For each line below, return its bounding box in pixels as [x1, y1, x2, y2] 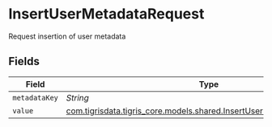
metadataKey [12, 93, 59, 102]
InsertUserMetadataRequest [8, 5, 205, 23]
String [66, 92, 89, 103]
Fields [8, 55, 40, 68]
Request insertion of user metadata [8, 31, 126, 41]
